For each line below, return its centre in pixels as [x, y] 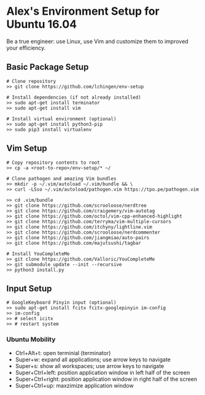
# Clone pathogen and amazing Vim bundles [61, 178]
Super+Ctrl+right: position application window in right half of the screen [106, 379]
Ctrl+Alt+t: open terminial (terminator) [63, 353]
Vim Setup [27, 148]
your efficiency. [26, 48]
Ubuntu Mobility [31, 340]
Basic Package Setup [48, 67]
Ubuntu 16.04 [42, 24]
